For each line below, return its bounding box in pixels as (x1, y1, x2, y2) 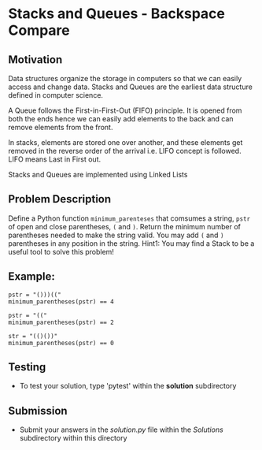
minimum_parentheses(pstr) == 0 (8, 339, 114, 347)
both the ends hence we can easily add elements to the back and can (8, 114, 234, 123)
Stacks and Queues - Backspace (8, 5, 226, 23)
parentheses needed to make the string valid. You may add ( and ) (8, 230, 224, 240)
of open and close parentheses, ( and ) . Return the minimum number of (8, 221, 242, 231)
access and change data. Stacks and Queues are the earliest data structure (8, 82, 253, 91)
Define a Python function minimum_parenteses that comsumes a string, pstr (8, 214, 250, 223)
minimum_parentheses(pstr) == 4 (8, 297, 114, 306)
